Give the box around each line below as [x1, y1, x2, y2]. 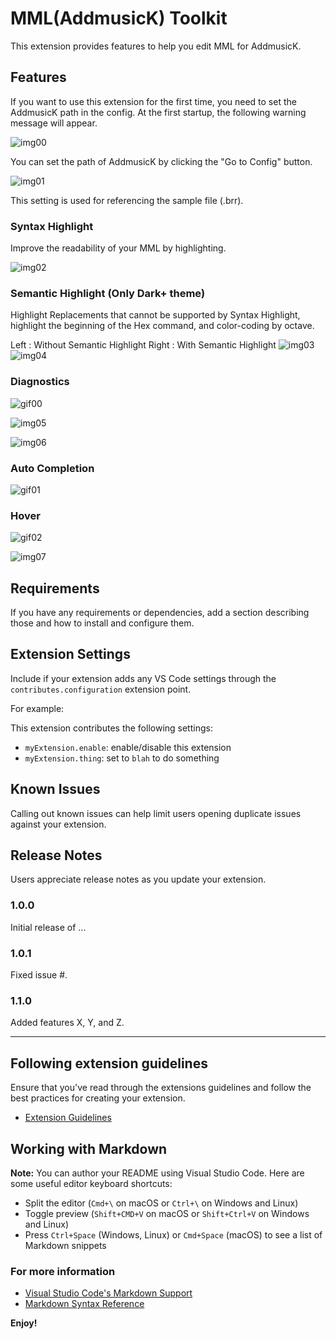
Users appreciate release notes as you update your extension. [10, 873, 267, 886]
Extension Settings [10, 646, 131, 663]
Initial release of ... [10, 921, 87, 933]
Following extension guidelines [10, 1055, 208, 1072]
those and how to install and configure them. [10, 617, 195, 629]
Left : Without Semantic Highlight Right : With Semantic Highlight [10, 339, 277, 351]
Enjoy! [10, 1317, 38, 1329]
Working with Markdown [10, 1140, 168, 1157]
